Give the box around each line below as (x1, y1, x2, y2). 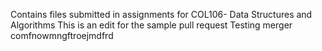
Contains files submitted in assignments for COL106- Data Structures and (10, 9, 313, 20)
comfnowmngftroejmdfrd (10, 30, 114, 41)
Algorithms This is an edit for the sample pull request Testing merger (10, 19, 293, 31)
